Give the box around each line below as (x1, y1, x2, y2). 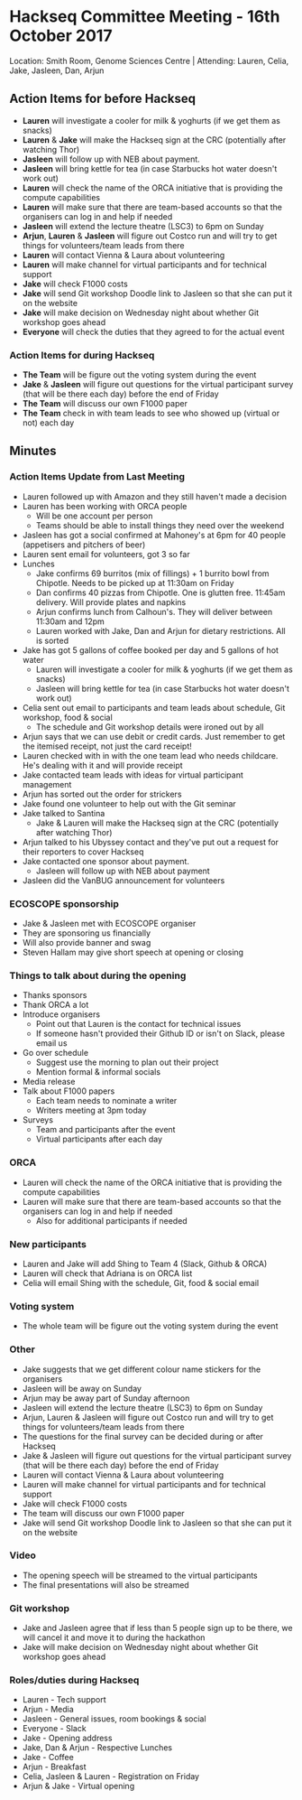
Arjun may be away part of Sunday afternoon (22, 1393, 190, 1404)
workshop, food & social (22, 712, 113, 723)
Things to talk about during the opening (9, 969, 187, 982)
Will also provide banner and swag (22, 937, 151, 948)
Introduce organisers (22, 1009, 101, 1020)
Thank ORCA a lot (22, 1000, 89, 1011)
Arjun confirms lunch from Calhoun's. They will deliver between (35, 606, 273, 617)
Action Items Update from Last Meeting (9, 471, 185, 483)
